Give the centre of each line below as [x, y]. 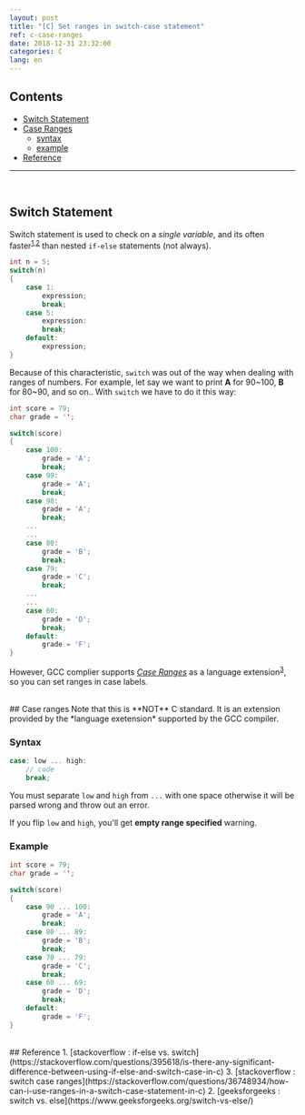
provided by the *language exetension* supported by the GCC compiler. [144, 718]
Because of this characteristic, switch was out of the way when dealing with [152, 372]
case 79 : [42, 568]
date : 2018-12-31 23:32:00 [60, 43]
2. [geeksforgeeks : [244, 1090]
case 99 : [42, 475]
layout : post [34, 18]
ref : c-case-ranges [46, 35]
